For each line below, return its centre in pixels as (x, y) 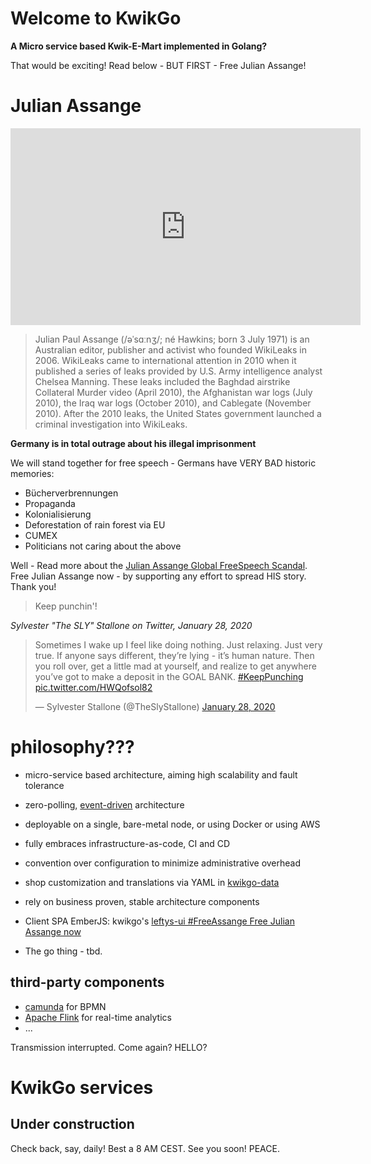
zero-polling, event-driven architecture (104, 804)
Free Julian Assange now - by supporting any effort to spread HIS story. (158, 576)
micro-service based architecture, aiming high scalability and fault (161, 774)
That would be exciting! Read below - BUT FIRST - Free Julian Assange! (158, 65)
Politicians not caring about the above (103, 546)
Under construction (72, 1124)
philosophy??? (72, 747)
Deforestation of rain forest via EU (95, 524)
